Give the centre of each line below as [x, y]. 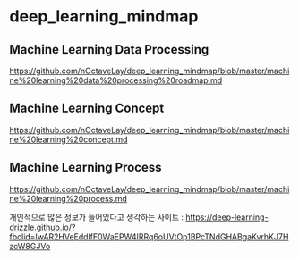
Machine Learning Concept [87, 109]
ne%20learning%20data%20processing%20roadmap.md [116, 80]
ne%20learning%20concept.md [68, 139]
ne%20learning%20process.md [68, 198]
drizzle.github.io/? [43, 227]
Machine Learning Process [85, 168]
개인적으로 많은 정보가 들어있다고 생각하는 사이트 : [97, 217]
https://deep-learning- [226, 217]
